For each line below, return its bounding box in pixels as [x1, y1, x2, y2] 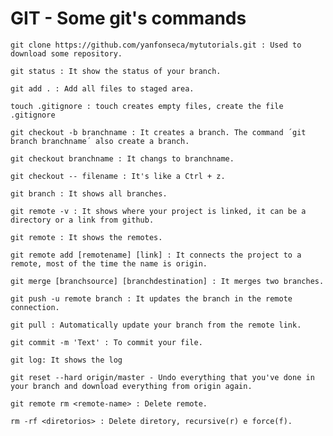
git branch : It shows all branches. [10, 188, 168, 199]
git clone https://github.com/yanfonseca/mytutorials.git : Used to [10, 40, 302, 50]
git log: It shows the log [10, 355, 123, 365]
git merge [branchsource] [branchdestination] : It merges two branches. [10, 276, 325, 286]
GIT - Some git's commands [10, 7, 247, 30]
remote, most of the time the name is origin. [10, 258, 208, 269]
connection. [10, 302, 60, 312]
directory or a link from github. [10, 215, 155, 225]
